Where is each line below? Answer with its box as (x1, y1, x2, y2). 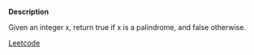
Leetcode (8, 38, 41, 48)
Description (8, 7, 50, 16)
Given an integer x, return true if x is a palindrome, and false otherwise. (8, 23, 246, 32)
